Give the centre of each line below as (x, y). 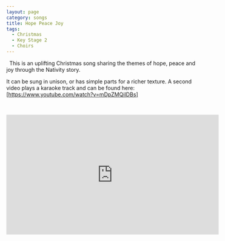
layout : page (23, 12)
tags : (13, 29)
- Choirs (23, 46)
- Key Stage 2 (29, 40)
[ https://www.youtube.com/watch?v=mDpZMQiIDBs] (72, 94)
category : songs (27, 18)
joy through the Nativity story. (43, 69)
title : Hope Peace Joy (35, 23)
